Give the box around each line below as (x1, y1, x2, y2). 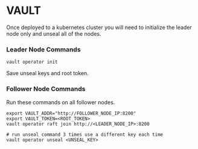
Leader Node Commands (6, 45, 81, 53)
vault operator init (6, 59, 59, 65)
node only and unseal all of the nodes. (6, 30, 101, 37)
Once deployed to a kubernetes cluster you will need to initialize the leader (6, 24, 192, 31)
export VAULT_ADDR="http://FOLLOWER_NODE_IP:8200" (6, 110, 136, 116)
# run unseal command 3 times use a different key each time (6, 131, 164, 137)
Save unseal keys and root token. (6, 70, 89, 77)
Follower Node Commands (6, 85, 86, 93)
